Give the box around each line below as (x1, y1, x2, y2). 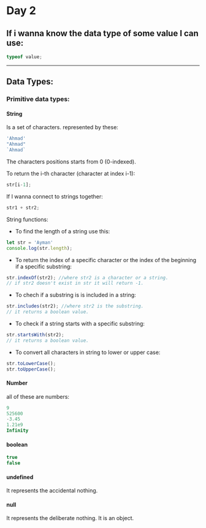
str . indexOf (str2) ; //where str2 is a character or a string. (6, 274, 169, 281)
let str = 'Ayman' (6, 239, 53, 246)
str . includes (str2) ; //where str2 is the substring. (6, 303, 144, 309)
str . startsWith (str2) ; (6, 332, 64, 338)
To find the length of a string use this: (15, 227, 110, 235)
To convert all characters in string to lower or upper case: (15, 349, 161, 356)
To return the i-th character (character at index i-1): (6, 170, 135, 178)
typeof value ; (6, 54, 43, 60)
